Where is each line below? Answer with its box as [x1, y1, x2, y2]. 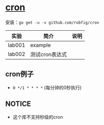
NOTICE [5, 99, 31, 109]
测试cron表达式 [30, 51, 67, 58]
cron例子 [5, 70, 34, 78]
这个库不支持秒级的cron [12, 114, 63, 120]
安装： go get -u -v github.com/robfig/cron [5, 19, 99, 25]
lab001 [8, 41, 26, 49]
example [30, 41, 51, 49]
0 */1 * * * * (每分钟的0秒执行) [12, 84, 82, 91]
